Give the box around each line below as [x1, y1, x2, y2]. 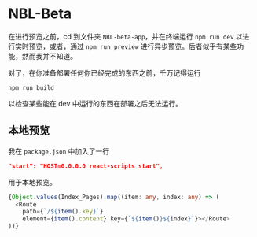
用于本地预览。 [8, 177, 57, 187]
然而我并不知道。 [21, 51, 77, 61]
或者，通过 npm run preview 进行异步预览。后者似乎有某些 [49, 41, 237, 51]
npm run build [8, 83, 55, 91]
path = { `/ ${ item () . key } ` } [22, 208, 104, 216]
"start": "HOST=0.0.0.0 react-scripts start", [8, 162, 163, 170]
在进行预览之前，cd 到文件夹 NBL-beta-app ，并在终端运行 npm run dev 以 [8, 31, 243, 41]
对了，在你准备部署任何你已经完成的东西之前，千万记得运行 [8, 68, 201, 77]
